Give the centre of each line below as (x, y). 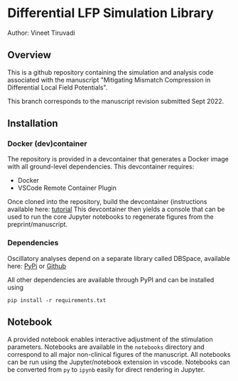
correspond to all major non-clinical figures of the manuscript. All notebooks (119, 354)
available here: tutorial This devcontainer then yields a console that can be (116, 209)
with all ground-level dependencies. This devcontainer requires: (101, 167)
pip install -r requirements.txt (57, 300)
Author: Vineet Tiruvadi (42, 33)
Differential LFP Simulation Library (111, 13)
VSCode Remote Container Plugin (67, 188)
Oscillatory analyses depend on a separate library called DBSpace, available (119, 258)
